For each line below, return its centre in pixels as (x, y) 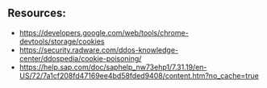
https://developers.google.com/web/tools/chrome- (104, 32)
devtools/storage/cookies (62, 41)
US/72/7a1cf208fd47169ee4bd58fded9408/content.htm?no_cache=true (139, 75)
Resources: (37, 13)
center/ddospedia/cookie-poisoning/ (80, 58)
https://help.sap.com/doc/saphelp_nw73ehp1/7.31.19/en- (113, 67)
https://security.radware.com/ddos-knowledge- (99, 50)
